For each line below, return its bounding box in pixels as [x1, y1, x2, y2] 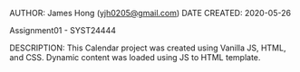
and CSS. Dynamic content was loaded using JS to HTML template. [9, 52, 261, 62]
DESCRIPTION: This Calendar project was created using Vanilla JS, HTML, [9, 42, 286, 53]
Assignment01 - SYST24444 [9, 25, 116, 35]
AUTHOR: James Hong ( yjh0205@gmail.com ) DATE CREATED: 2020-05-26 [9, 8, 292, 18]
